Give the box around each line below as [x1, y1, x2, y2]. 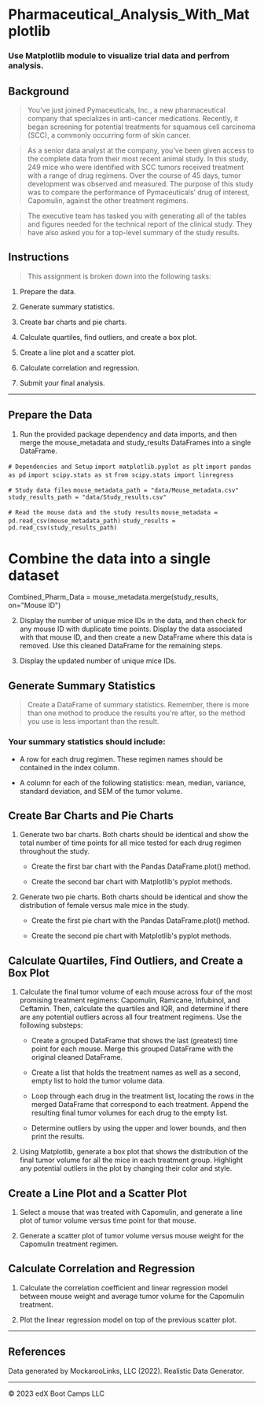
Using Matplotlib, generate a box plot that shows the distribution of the [19, 1147, 249, 1157]
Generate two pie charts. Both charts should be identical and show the [19, 892, 248, 902]
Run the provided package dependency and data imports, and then [19, 429, 237, 438]
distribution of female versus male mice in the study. [19, 901, 190, 910]
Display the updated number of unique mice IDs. [19, 656, 177, 666]
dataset [8, 566, 60, 584]
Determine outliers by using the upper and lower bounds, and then [31, 1124, 247, 1133]
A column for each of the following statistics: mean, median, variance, [19, 777, 246, 788]
